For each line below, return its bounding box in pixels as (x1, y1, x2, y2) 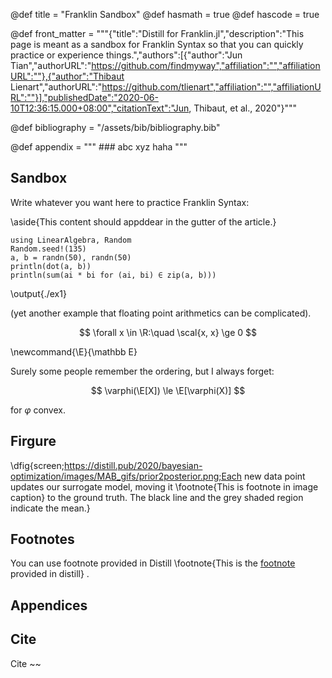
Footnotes (10, 531, 75, 548)
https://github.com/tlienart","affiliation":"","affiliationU (101, 81, 322, 93)
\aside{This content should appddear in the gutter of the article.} (10, 215, 277, 228)
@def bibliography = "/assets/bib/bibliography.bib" (10, 122, 221, 133)
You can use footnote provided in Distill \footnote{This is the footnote (10, 557, 296, 569)
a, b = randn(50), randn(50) (10, 252, 132, 263)
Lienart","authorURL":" (10, 81, 103, 93)
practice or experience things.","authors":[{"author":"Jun (10, 49, 243, 61)
